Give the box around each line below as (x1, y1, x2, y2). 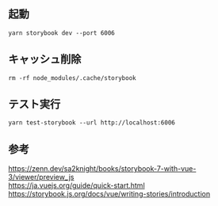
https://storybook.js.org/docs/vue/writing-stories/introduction (8, 189, 211, 199)
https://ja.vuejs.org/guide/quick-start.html (8, 181, 145, 190)
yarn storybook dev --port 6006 (8, 29, 115, 37)
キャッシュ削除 (8, 52, 82, 66)
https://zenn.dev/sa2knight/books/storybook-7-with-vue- (8, 164, 197, 174)
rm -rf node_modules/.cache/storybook (8, 74, 136, 82)
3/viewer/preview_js (8, 173, 75, 182)
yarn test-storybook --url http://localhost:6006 (8, 119, 176, 127)
